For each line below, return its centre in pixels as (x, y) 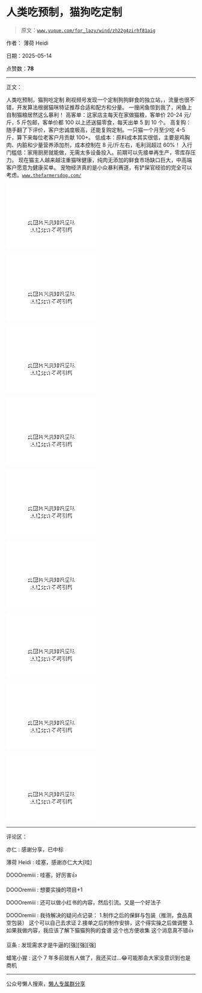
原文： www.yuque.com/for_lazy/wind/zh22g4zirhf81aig (88, 30)
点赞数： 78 (20, 68)
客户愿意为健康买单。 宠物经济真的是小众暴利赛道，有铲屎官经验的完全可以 (99, 167)
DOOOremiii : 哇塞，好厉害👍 (41, 875)
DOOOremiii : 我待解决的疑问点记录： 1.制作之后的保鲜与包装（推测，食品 (97, 915)
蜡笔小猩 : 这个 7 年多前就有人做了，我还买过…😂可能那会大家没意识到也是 (99, 957)
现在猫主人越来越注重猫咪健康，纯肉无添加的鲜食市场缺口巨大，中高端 (105, 159)
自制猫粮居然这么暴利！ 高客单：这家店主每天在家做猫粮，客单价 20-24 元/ (99, 114)
